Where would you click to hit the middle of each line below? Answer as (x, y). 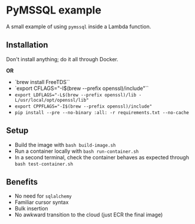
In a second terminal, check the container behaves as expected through (102, 157)
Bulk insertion (31, 209)
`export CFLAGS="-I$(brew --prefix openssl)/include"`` (82, 88)
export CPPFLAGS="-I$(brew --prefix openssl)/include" (83, 106)
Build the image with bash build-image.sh (65, 145)
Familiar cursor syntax (42, 202)
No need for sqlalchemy (43, 196)
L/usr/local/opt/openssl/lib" (52, 100)
